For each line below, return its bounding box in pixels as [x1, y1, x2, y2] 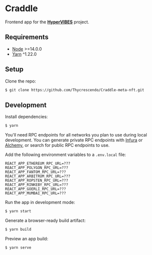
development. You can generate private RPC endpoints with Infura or [5, 137, 143, 143]
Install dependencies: [5, 114, 48, 119]
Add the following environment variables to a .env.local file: [5, 152, 126, 158]
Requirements [5, 33, 49, 41]
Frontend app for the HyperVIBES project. [5, 19, 89, 25]
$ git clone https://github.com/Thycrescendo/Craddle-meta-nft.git [5, 87, 145, 92]
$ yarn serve [5, 245, 32, 250]
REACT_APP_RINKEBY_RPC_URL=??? [5, 183, 68, 187]
